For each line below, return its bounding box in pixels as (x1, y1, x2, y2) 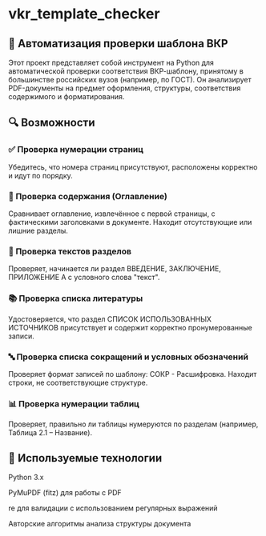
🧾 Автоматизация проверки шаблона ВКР (8, 37, 228, 50)
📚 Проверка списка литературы (8, 293, 143, 304)
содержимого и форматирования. (8, 92, 125, 101)
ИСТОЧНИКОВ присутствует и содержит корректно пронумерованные (8, 322, 252, 332)
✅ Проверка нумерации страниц (8, 144, 144, 155)
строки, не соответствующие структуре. (8, 378, 148, 387)
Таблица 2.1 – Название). (8, 428, 93, 438)
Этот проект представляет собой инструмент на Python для (8, 58, 215, 67)
